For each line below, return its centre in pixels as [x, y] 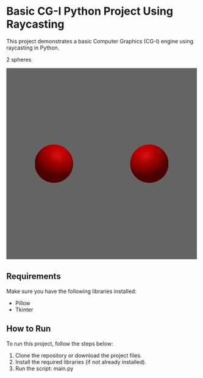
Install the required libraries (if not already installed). [81, 361]
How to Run [29, 329]
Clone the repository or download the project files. [78, 355]
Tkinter [24, 309]
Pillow [23, 303]
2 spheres [19, 59]
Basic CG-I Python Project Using [90, 11]
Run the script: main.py [44, 368]
